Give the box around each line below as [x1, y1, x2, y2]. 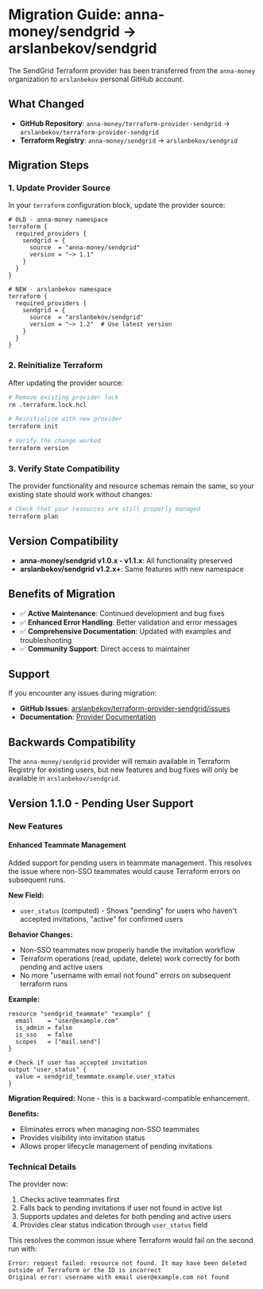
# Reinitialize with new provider [8, 415, 123, 423]
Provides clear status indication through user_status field [19, 1220, 208, 1230]
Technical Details [8, 1161, 77, 1172]
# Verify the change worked [8, 437, 102, 445]
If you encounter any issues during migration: [8, 688, 157, 698]
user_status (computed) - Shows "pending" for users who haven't [19, 906, 238, 915]
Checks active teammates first [19, 1195, 120, 1205]
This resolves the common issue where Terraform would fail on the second [8, 1236, 253, 1245]
